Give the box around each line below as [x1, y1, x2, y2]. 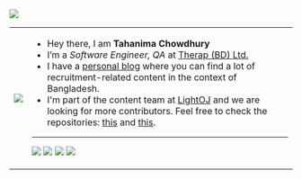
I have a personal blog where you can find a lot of [47, 60, 256, 72]
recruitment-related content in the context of [47, 71, 237, 84]
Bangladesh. [47, 83, 101, 94]
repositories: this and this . [47, 116, 156, 129]
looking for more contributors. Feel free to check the [47, 105, 268, 117]
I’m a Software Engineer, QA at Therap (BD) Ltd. [47, 49, 249, 61]
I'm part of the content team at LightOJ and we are [47, 94, 261, 106]
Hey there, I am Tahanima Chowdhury [47, 38, 210, 49]
